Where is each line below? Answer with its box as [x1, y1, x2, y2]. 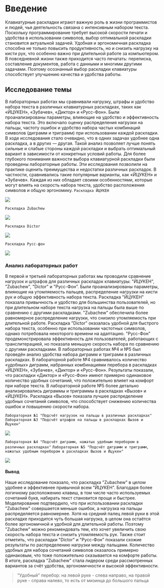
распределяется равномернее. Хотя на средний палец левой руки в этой [5, 511, 160, 517]
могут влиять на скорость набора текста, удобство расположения [5, 182, 145, 188]
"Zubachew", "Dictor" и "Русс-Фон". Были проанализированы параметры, [5, 284, 159, 290]
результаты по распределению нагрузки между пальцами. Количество [5, 542, 155, 548]
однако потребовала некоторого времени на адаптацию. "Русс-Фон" [5, 331, 151, 337]
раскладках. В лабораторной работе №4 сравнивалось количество [5, 357, 147, 363]
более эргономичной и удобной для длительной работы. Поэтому [5, 521, 144, 527]
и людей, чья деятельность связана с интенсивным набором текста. [5, 24, 149, 30]
